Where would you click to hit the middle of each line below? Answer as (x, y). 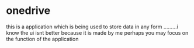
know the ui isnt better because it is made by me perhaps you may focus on (97, 32)
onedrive (28, 11)
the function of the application (42, 39)
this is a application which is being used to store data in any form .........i (92, 27)
